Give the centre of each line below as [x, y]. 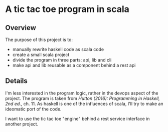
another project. [22, 124]
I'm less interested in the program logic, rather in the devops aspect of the [82, 93]
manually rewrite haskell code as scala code [58, 49]
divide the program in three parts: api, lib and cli [62, 60]
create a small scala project [41, 54]
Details [16, 81]
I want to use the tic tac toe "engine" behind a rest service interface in [77, 118]
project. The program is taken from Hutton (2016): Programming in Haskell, [83, 98]
